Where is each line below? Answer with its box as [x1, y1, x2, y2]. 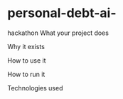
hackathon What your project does [7, 28, 109, 37]
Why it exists [7, 42, 45, 51]
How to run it [7, 70, 46, 78]
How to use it [7, 56, 46, 65]
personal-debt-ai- [7, 5, 117, 21]
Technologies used [7, 83, 63, 92]
